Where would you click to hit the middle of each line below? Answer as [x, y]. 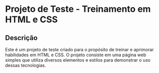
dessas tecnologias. [26, 65]
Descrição [21, 38]
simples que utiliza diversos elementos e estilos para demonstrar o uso [78, 60]
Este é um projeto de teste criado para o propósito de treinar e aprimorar [79, 50]
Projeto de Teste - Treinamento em [78, 9]
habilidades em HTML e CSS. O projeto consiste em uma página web [76, 55]
